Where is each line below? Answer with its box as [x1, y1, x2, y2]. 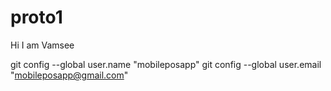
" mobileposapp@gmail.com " [10, 69, 129, 81]
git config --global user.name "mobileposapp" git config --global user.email [10, 58, 322, 70]
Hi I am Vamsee [10, 39, 75, 51]
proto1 [10, 6, 63, 29]
